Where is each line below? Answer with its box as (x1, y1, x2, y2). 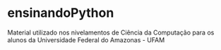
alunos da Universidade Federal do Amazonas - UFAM (7, 35, 165, 44)
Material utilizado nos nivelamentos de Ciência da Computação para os (7, 28, 215, 37)
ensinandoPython (7, 5, 114, 21)
